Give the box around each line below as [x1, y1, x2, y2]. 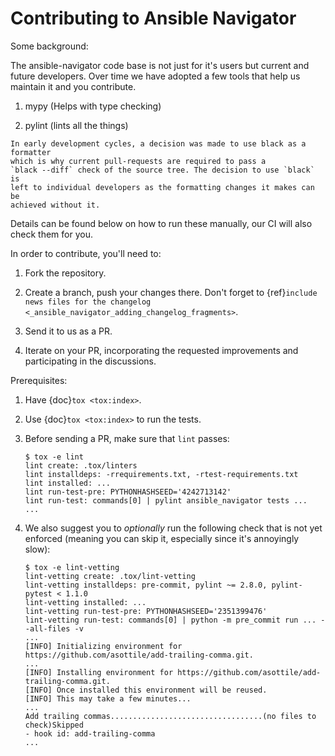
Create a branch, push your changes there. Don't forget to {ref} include [24, 286, 318, 298]
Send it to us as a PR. [24, 325, 113, 337]
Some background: [10, 40, 89, 52]
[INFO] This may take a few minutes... [24, 693, 192, 704]
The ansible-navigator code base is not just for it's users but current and [10, 59, 310, 71]
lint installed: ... [24, 478, 111, 488]
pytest [24, 588, 53, 599]
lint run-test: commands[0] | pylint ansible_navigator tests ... [24, 495, 308, 506]
